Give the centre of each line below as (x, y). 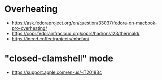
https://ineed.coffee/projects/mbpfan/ (51, 39)
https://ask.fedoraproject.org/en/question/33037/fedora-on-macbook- (84, 23)
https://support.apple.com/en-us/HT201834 (57, 72)
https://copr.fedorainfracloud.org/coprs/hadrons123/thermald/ (76, 33)
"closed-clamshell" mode (59, 59)
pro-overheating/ (29, 28)
